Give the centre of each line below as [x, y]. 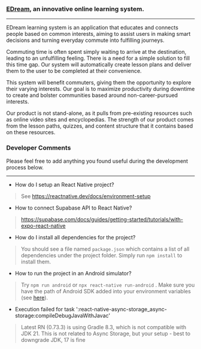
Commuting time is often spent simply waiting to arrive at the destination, [96, 52]
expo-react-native [43, 226]
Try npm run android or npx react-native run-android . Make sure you [108, 285]
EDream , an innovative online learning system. [75, 9]
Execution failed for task [45, 309]
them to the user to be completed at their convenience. [74, 71]
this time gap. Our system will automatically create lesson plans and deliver [99, 65]
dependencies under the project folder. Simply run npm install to [101, 255]
